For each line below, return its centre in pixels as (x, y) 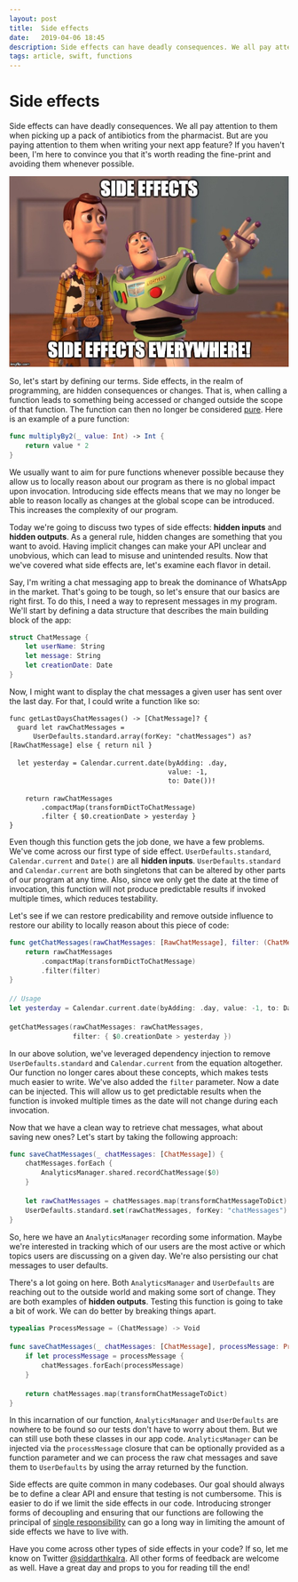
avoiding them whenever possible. (72, 164)
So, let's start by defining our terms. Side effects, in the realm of (126, 381)
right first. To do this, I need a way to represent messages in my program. (143, 601)
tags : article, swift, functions (71, 56)
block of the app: (40, 620)
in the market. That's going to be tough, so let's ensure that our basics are (145, 591)
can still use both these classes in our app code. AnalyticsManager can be (144, 1439)
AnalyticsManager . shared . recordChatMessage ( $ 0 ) (130, 1173)
